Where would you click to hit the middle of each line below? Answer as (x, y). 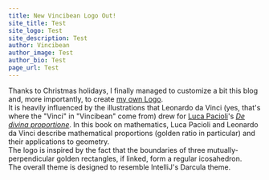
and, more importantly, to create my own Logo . (86, 99)
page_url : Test (34, 68)
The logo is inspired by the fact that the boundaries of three (107, 150)
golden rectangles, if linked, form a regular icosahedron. (149, 158)
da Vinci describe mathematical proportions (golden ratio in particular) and (132, 133)
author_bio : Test (37, 61)
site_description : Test (48, 38)
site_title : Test (37, 23)
